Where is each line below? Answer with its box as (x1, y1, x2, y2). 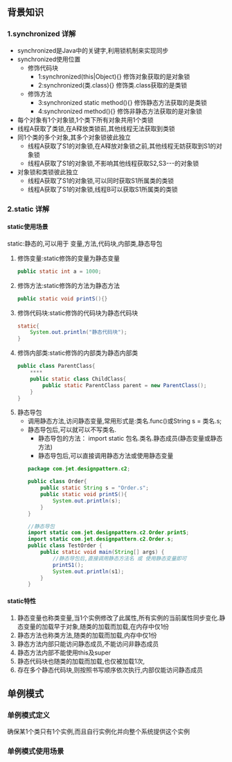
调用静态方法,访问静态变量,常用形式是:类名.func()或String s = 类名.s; (27, 417, 222, 425)
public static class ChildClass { (30, 375, 127, 382)
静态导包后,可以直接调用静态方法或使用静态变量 (37, 452, 174, 460)
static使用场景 (7, 223, 48, 231)
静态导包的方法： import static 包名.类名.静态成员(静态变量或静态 (37, 434, 223, 443)
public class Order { (27, 478, 87, 485)
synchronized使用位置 (17, 55, 81, 63)
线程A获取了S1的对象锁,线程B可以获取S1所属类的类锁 (27, 185, 178, 193)
